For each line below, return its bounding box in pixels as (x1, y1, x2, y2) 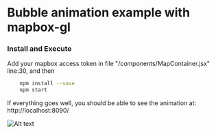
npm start (19, 87, 48, 93)
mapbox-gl (7, 19, 71, 35)
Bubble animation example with (7, 5, 191, 21)
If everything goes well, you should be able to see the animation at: (7, 99, 197, 107)
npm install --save (19, 80, 75, 87)
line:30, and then (7, 67, 55, 75)
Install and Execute (7, 44, 72, 54)
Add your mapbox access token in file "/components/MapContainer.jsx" (7, 60, 211, 68)
